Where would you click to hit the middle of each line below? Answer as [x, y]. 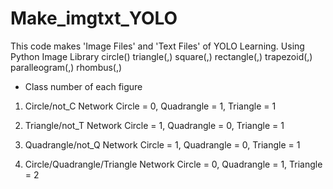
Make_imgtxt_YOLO [94, 18]
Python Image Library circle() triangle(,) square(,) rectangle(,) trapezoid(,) [161, 56]
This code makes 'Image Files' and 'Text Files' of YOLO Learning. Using [157, 46]
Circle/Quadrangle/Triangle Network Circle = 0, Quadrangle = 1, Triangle [173, 164]
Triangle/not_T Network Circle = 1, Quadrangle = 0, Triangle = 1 [154, 125]
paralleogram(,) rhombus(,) [66, 67]
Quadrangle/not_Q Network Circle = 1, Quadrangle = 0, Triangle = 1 [162, 144]
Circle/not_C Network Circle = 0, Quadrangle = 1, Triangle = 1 [150, 106]
